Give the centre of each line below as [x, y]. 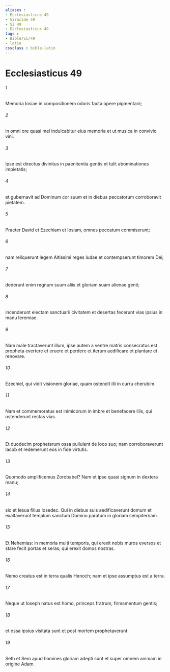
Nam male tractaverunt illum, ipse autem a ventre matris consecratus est [81, 345]
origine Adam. [20, 664]
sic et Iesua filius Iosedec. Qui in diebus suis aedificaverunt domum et [78, 510]
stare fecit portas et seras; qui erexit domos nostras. [60, 548]
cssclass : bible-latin [31, 48]
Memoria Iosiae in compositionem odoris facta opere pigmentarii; [74, 104]
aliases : [16, 10]
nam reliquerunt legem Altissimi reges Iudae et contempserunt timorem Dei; [84, 257]
